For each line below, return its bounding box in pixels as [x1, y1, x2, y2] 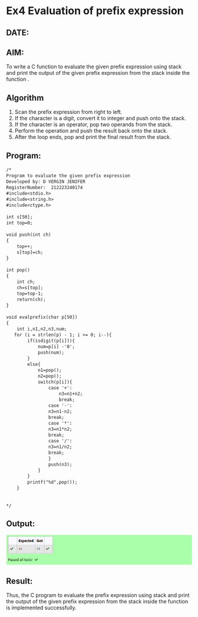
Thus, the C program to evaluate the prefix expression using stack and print [6, 592, 190, 599]
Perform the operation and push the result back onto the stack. [14, 127, 168, 134]
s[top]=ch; [16, 249, 44, 256]
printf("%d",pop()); [27, 479, 78, 486]
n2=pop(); [37, 373, 62, 380]
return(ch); [16, 296, 46, 303]
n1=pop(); [37, 367, 62, 374]
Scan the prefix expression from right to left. [14, 108, 123, 116]
